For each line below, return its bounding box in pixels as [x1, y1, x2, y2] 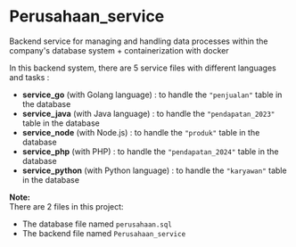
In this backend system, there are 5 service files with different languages [9, 62, 276, 73]
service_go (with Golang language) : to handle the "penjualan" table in [21, 89, 283, 100]
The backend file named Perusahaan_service [21, 227, 186, 238]
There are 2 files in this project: [9, 201, 124, 211]
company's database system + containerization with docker [9, 45, 229, 55]
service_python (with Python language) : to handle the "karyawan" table [21, 165, 287, 176]
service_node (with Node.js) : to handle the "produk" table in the [21, 127, 260, 137]
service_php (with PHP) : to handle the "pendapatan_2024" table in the [21, 145, 279, 157]
